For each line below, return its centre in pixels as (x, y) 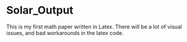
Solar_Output (40, 10)
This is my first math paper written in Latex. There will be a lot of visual (94, 27)
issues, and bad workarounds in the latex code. (65, 33)
